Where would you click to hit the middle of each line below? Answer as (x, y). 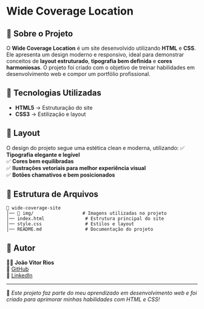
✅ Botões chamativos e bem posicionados (61, 175)
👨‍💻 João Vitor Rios (30, 263)
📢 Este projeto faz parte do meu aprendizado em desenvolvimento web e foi (102, 293)
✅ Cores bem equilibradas (40, 161)
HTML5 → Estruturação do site (54, 107)
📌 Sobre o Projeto (40, 34)
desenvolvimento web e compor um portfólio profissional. (78, 74)
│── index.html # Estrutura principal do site (85, 219)
